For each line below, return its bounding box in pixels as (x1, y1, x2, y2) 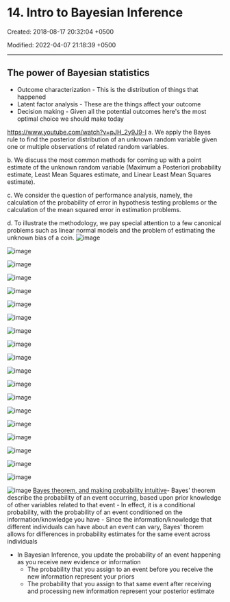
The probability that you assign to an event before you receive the (27, 565, 214, 573)
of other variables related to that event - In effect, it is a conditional (7, 500, 196, 509)
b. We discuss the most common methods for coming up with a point (7, 156, 202, 164)
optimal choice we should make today (16, 115, 125, 123)
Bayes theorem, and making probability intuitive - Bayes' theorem (33, 486, 216, 494)
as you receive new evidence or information (16, 557, 142, 566)
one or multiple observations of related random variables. (7, 142, 169, 150)
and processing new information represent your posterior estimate (27, 587, 215, 595)
